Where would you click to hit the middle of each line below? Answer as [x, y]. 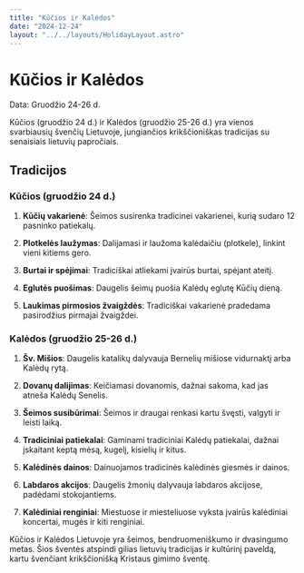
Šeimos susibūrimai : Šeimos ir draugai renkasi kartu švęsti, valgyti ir [151, 413]
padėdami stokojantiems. [69, 495]
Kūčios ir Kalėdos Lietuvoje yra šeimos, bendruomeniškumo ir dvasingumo [149, 539]
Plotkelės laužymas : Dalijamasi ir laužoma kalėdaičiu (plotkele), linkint [154, 243]
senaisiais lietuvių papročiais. [64, 142]
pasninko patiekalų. [59, 225]
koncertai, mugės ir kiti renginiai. [83, 522]
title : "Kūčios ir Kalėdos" [63, 18]
